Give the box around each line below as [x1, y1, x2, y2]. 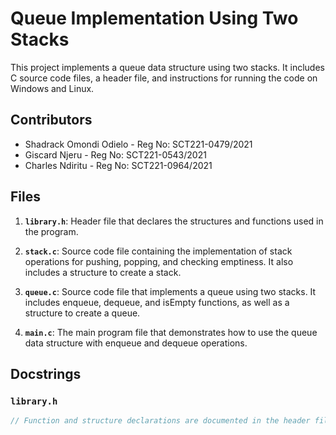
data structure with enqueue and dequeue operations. [24, 337, 248, 349]
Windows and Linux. [10, 82, 95, 94]
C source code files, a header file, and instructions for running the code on [10, 72, 318, 84]
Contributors [10, 112, 93, 129]
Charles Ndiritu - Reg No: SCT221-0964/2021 [24, 159, 213, 171]
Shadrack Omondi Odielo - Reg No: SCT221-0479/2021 [24, 138, 253, 150]
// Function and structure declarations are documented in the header [10, 416, 311, 426]
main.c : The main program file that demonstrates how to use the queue [24, 326, 318, 338]
